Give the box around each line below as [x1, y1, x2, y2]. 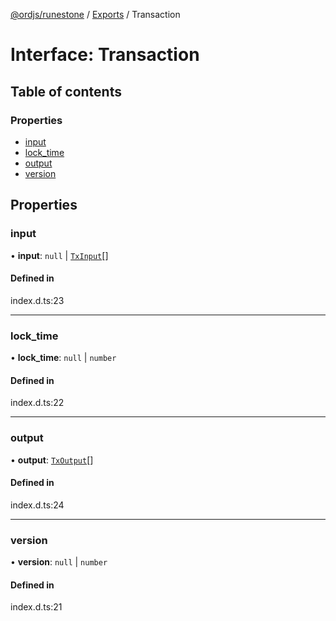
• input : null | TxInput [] [10, 249, 109, 261]
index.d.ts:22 [10, 397, 65, 409]
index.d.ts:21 [10, 601, 63, 613]
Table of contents [10, 83, 122, 100]
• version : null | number [10, 556, 108, 568]
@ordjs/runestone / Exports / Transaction [10, 9, 181, 20]
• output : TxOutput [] [10, 454, 94, 466]
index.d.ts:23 [10, 294, 65, 306]
